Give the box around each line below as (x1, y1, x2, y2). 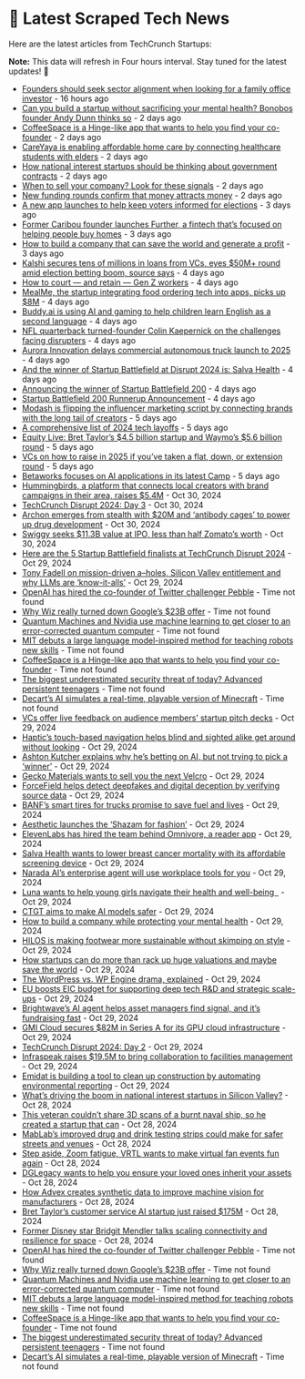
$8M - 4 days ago (21, 296, 90, 307)
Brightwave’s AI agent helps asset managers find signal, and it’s (21, 1002, 261, 1014)
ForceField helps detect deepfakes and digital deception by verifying (21, 780, 280, 791)
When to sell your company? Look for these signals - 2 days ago (21, 179, 264, 190)
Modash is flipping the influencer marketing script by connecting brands (21, 403, 293, 414)
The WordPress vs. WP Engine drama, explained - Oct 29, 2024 (21, 974, 261, 985)
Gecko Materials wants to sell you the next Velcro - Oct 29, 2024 (21, 770, 265, 781)
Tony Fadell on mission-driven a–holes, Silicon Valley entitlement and (21, 567, 281, 577)
